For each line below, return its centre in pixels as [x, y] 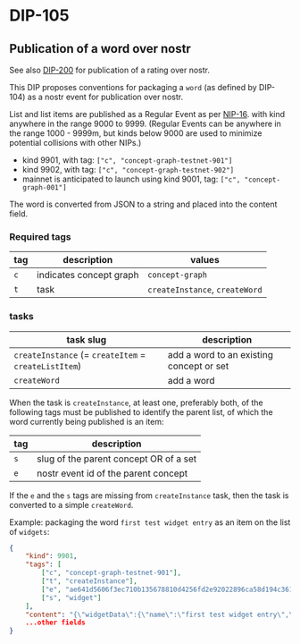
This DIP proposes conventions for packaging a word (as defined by [133, 87]
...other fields [56, 623]
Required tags [40, 236]
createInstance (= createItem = [80, 354]
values [205, 260]
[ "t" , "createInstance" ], [90, 581]
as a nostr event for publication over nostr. [105, 97]
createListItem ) [48, 366]
